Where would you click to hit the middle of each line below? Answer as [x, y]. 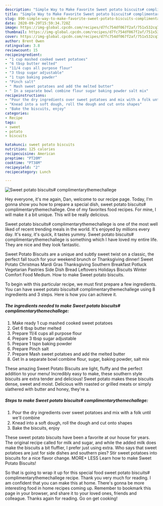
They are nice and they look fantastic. [43, 245]
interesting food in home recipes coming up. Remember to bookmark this [78, 488]
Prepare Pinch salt [30, 349]
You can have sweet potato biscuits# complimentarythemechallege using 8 [80, 289]
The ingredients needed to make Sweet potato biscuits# [63, 305]
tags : [10, 122]
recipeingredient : [24, 55]
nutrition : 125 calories [30, 149]
